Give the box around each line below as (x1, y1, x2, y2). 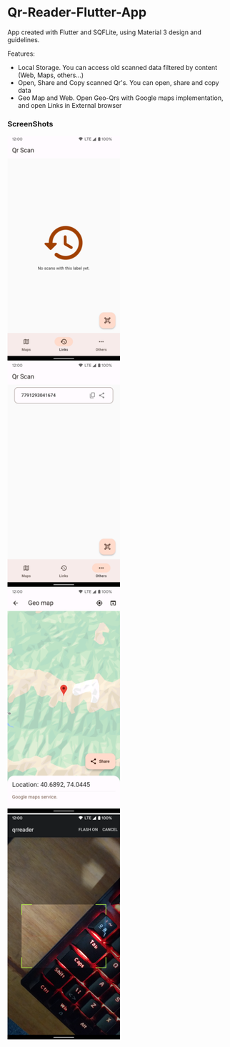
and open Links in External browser (17, 101, 122, 109)
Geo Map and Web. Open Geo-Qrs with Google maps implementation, (17, 94, 224, 102)
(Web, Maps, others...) (17, 71, 84, 79)
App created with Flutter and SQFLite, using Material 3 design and (7, 28, 202, 36)
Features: (7, 49, 36, 58)
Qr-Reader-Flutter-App (7, 4, 147, 21)
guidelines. (7, 35, 40, 44)
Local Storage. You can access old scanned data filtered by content (17, 63, 218, 71)
